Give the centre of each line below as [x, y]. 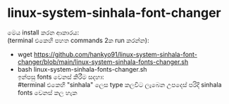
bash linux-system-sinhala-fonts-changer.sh [82, 69]
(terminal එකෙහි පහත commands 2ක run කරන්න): [78, 40]
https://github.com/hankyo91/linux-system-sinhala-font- [116, 54]
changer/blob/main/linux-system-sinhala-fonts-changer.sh [103, 62]
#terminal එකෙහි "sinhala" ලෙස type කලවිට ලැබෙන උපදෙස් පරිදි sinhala [119, 84]
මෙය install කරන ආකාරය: [43, 32]
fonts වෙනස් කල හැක [47, 92]
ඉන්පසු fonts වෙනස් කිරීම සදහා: [61, 77]
